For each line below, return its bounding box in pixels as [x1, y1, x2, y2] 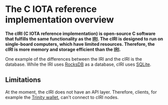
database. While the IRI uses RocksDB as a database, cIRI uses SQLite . [5, 61, 151, 67]
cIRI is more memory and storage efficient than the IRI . [5, 46, 121, 52]
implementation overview [5, 14, 114, 25]
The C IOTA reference [5, 3, 97, 15]
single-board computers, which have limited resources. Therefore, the [5, 41, 155, 47]
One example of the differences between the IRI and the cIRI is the [5, 56, 142, 62]
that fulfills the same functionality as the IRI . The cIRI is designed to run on [5, 36, 163, 42]
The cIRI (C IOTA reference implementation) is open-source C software [5, 30, 156, 36]
